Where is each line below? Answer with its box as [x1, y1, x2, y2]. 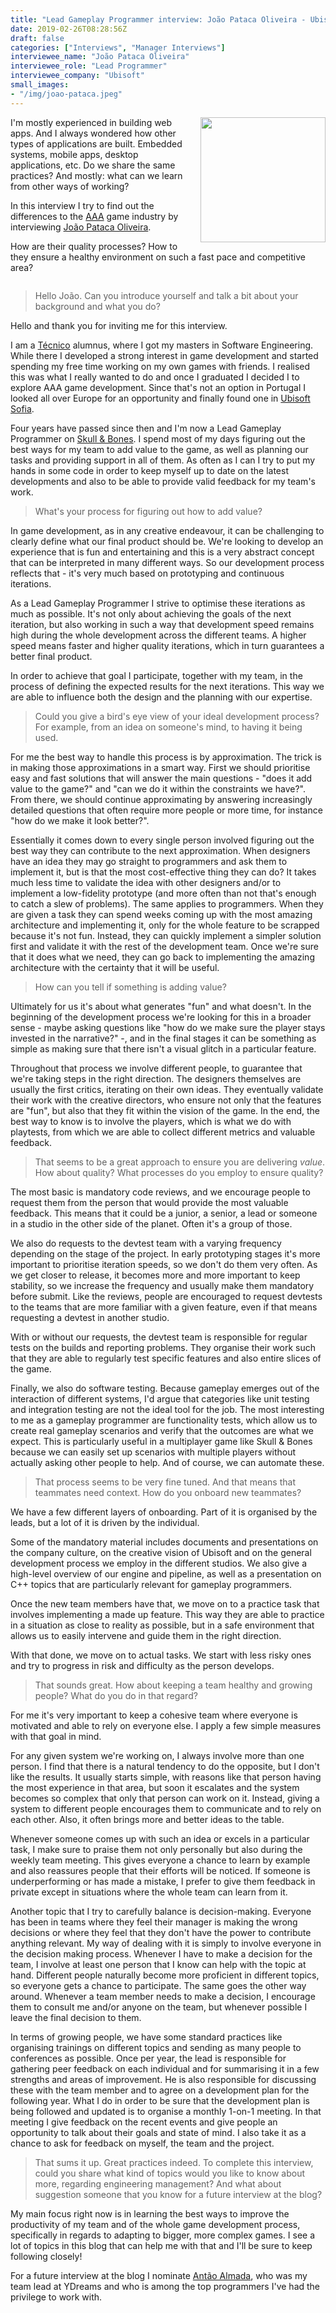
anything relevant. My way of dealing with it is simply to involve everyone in [10, 1937, 322, 1949]
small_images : [10, 80, 70, 90]
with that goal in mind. [10, 1730, 102, 1742]
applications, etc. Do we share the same [10, 159, 176, 171]
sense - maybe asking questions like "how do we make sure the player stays [10, 1021, 326, 1033]
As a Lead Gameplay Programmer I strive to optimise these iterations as [10, 597, 306, 609]
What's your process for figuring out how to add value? [34, 505, 263, 517]
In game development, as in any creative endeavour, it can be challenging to [10, 524, 325, 536]
